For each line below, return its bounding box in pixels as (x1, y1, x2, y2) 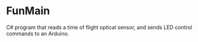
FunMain (6, 4, 50, 18)
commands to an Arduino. (6, 30, 69, 37)
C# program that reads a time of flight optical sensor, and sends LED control (6, 24, 193, 31)
